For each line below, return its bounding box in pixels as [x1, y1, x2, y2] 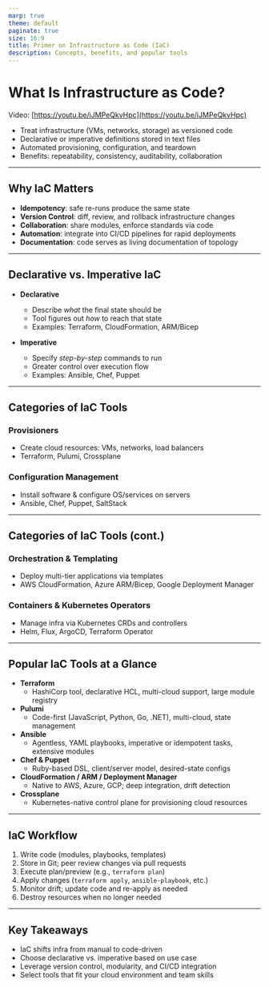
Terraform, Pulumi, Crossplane [19, 451, 122, 461]
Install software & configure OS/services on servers [19, 490, 191, 500]
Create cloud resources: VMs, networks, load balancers [19, 443, 204, 453]
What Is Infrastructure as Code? [8, 83, 226, 102]
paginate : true [8, 26, 59, 34]
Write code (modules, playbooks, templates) [19, 850, 167, 860]
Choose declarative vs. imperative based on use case [19, 953, 198, 962]
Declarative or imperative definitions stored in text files [19, 134, 201, 144]
